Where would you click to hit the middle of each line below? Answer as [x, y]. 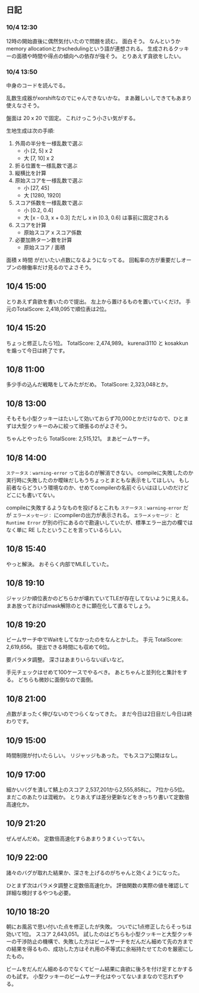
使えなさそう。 [24, 105]
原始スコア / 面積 [44, 247]
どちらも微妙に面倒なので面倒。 [57, 680]
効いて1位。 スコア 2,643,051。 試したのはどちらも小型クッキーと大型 [91, 934]
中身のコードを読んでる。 [37, 85]
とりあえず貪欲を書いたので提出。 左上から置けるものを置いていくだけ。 [95, 301]
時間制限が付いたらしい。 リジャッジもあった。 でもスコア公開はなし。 [94, 755]
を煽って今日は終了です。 [37, 350]
